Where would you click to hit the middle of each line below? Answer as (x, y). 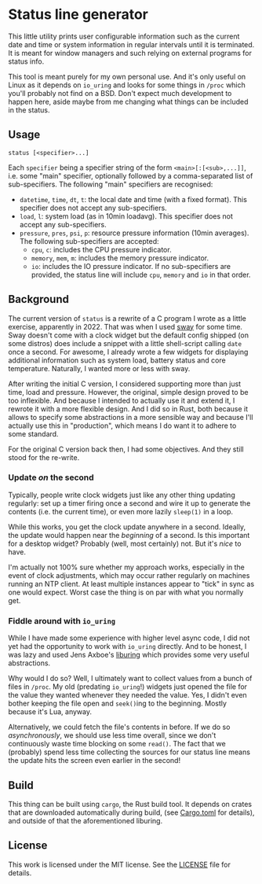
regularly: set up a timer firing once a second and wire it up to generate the (129, 503)
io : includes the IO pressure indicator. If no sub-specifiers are (131, 266)
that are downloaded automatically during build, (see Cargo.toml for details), (131, 812)
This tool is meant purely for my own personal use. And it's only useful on (127, 76)
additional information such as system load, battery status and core (117, 360)
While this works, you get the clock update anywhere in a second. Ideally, (127, 527)
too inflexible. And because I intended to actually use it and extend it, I (122, 400)
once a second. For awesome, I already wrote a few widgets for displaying (128, 352)
